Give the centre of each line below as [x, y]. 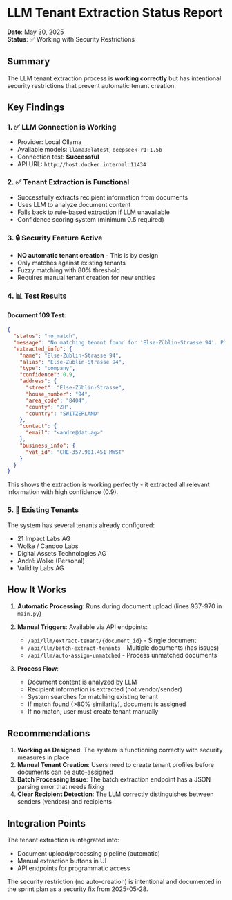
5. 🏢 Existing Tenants [43, 510]
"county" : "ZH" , [49, 407]
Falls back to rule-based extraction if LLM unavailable [94, 212]
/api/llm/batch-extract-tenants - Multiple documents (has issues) [123, 648]
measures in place [43, 757]
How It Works [37, 589]
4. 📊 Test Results [37, 296]
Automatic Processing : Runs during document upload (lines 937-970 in [119, 606]
